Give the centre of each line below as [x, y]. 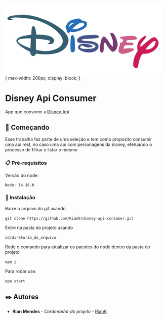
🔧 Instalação [20, 198]
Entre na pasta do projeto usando [39, 228]
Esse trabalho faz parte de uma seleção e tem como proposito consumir [79, 139]
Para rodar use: [21, 271]
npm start [15, 281]
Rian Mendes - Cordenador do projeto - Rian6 [60, 311]
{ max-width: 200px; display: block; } [43, 78]
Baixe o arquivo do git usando [35, 208]
